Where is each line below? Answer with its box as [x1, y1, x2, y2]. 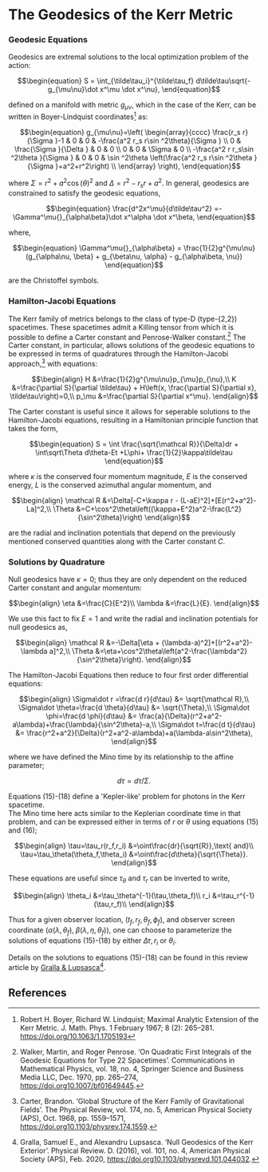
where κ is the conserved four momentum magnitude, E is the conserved [8, 472, 248, 481]
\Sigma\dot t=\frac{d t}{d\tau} [158, 720, 256, 730]
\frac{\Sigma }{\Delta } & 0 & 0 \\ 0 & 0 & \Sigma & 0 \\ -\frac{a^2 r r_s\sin [14, 144, 254, 153]
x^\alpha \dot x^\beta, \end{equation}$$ [123, 212, 256, 222]
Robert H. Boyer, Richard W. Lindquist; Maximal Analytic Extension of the [19, 1014, 259, 1024]
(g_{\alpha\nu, [25, 251, 72, 261]
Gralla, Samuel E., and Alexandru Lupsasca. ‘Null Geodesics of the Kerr [19, 1137, 254, 1146]
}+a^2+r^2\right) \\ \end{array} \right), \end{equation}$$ [55, 161, 241, 171]
